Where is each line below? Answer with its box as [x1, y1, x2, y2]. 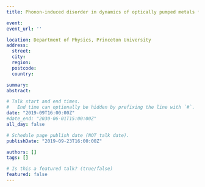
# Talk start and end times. [6, 98, 81, 105]
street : [12, 48, 32, 54]
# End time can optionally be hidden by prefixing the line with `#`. [6, 105, 195, 111]
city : [12, 54, 26, 60]
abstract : [6, 87, 32, 94]
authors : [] [6, 149, 37, 155]
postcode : [12, 65, 37, 71]
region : [12, 59, 32, 65]
